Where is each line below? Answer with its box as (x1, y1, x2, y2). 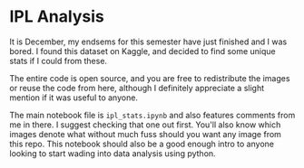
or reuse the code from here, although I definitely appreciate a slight (9, 82, 265, 93)
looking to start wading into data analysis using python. (9, 147, 216, 159)
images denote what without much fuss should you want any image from (9, 128, 281, 139)
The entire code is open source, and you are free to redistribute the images (9, 72, 290, 83)
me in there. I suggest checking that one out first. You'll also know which (9, 119, 281, 130)
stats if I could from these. (9, 55, 107, 66)
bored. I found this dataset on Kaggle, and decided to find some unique (9, 45, 277, 56)
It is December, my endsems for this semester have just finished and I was (9, 36, 288, 47)
